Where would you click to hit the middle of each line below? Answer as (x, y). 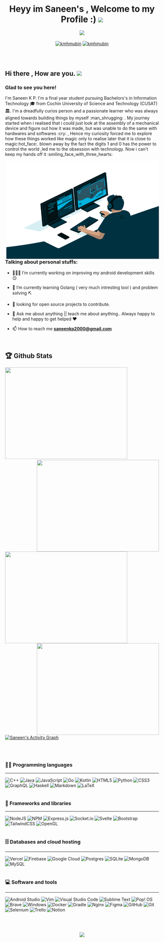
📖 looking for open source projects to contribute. (61, 304)
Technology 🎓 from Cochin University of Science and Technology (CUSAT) (81, 104)
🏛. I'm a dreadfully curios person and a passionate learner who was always (82, 111)
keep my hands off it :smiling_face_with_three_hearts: (59, 154)
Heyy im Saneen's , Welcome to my (82, 9)
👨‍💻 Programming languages (39, 765)
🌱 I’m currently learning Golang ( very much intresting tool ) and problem (85, 287)
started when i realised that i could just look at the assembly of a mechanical (82, 123)
